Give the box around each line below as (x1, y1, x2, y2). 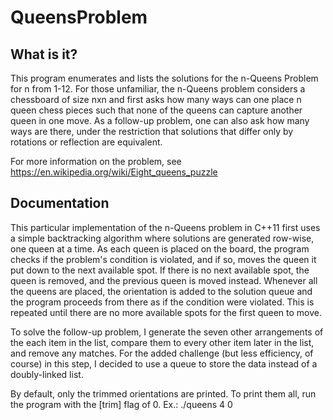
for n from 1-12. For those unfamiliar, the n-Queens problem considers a (10, 83, 306, 95)
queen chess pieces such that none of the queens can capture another (10, 104, 303, 116)
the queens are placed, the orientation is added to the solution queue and (10, 285, 313, 297)
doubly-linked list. (10, 368, 84, 380)
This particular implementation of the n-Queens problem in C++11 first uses (10, 221, 321, 233)
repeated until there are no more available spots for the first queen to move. (10, 306, 323, 318)
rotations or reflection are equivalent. (10, 136, 163, 148)
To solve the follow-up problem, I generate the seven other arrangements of (10, 326, 324, 338)
